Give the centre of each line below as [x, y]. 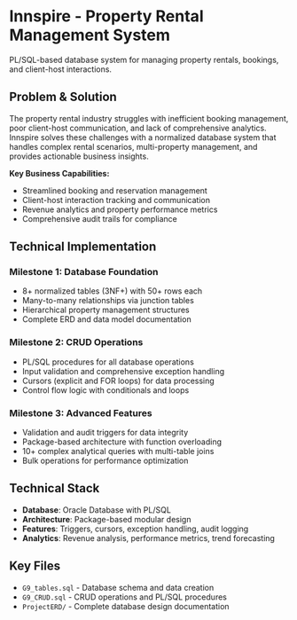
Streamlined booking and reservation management [115, 190]
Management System [90, 35]
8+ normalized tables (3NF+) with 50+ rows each [112, 291]
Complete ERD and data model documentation [107, 319]
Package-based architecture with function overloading [122, 442]
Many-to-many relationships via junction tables [108, 301]
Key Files [35, 566]
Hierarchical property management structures [106, 310]
